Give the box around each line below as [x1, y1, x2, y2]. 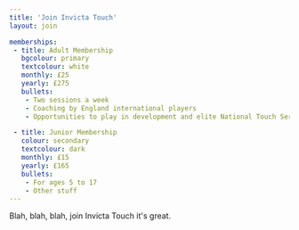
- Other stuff [25, 186, 77, 195]
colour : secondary [20, 136, 90, 145]
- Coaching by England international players [25, 103, 198, 112]
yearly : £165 [20, 161, 69, 170]
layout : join [9, 21, 58, 30]
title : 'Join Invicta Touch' [9, 12, 117, 22]
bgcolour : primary [20, 54, 90, 63]
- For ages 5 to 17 [25, 177, 98, 187]
